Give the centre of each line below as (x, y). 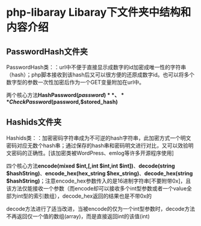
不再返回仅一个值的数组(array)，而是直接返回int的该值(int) (78, 216)
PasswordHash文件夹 (47, 52)
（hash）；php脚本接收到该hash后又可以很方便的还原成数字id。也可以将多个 (100, 75)
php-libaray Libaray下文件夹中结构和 (99, 12)
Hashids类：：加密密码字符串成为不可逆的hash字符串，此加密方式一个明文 (99, 138)
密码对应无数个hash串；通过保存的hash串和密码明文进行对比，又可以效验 (97, 145)
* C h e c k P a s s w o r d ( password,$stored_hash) (62, 102)
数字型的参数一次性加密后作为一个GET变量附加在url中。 (76, 82)
